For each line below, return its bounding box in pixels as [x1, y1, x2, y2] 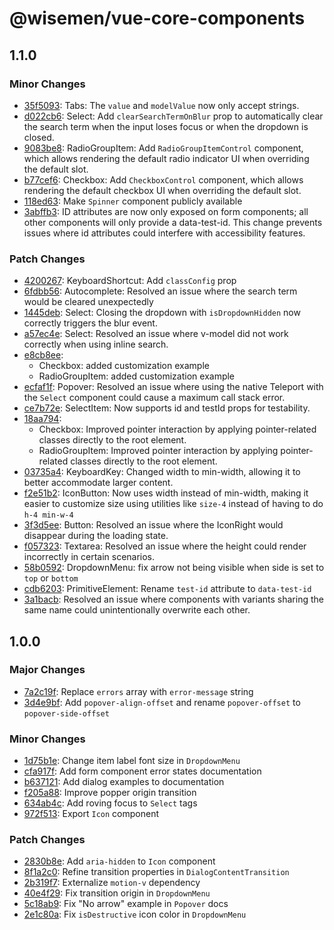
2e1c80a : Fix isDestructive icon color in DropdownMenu [23, 908, 247, 921]
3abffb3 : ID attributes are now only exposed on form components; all [23, 205, 309, 217]
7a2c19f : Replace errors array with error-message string [23, 685, 254, 697]
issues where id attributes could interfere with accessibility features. [23, 227, 306, 239]
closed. [23, 131, 55, 143]
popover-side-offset [23, 708, 110, 719]
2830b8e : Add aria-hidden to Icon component [23, 855, 216, 867]
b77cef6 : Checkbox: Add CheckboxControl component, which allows [23, 173, 304, 186]
